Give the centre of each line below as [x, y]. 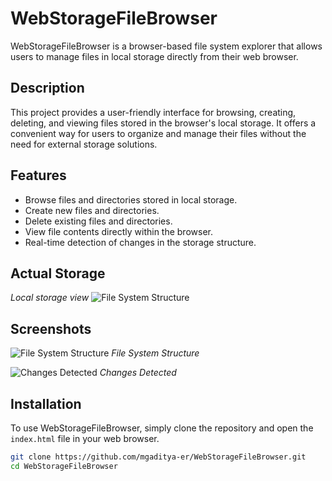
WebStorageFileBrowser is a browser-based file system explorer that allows [166, 46]
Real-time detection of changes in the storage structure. [140, 242]
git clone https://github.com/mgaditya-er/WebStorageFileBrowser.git [158, 457]
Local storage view [50, 298]
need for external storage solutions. [84, 144]
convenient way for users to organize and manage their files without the [158, 133]
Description [47, 88]
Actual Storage [58, 273]
